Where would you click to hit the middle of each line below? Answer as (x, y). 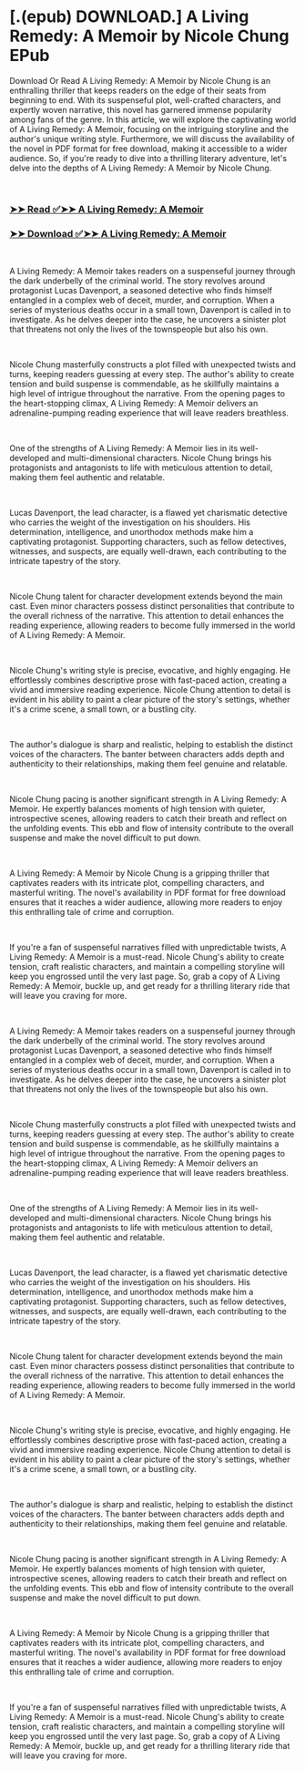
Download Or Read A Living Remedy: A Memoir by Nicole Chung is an (140, 80)
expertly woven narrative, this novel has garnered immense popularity (141, 109)
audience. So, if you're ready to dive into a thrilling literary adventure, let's (148, 158)
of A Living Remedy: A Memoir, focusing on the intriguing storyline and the (149, 129)
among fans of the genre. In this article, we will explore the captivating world (153, 119)
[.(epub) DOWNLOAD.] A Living (129, 17)
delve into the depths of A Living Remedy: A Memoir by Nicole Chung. (141, 168)
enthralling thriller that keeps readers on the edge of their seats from (138, 90)
